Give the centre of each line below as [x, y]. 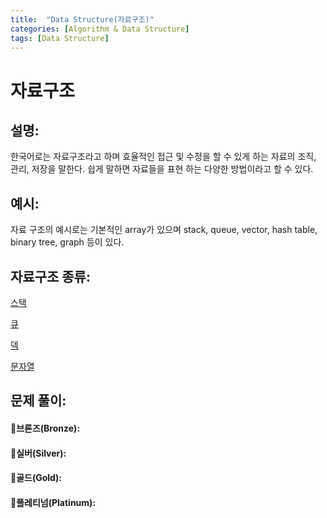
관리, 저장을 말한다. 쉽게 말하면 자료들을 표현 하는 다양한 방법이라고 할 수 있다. [162, 169]
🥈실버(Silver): [38, 453]
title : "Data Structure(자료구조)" [82, 19]
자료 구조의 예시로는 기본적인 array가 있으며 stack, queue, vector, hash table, [164, 230]
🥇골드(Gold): [36, 478]
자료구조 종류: [50, 276]
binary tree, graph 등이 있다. [67, 242]
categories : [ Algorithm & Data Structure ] [100, 29]
